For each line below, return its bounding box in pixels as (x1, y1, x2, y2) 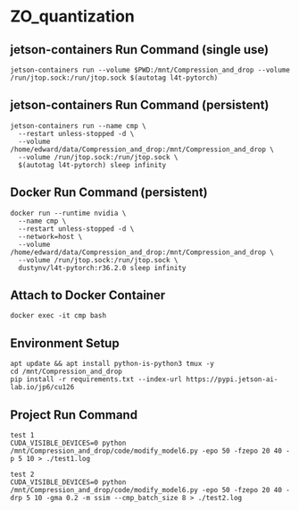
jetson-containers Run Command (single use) (10, 42, 270, 57)
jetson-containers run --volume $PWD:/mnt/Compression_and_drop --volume (10, 65, 291, 74)
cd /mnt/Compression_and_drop (10, 367, 123, 377)
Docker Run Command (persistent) (10, 185, 208, 200)
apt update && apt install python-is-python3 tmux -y (10, 360, 215, 369)
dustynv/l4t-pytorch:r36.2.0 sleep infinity (18, 263, 187, 272)
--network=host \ (18, 232, 83, 241)
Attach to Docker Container (10, 288, 166, 303)
